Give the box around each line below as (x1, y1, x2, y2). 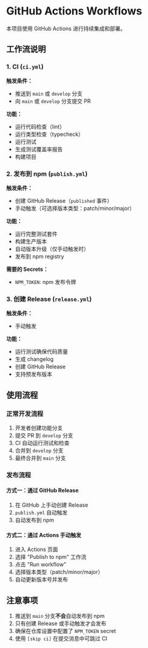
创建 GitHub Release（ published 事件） (14, 197, 113, 204)
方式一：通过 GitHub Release (6, 487, 79, 494)
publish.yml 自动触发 (14, 509, 68, 516)
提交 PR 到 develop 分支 (14, 431, 73, 439)
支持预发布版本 (14, 371, 52, 378)
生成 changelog (14, 356, 54, 363)
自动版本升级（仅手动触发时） (14, 245, 89, 252)
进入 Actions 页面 (14, 546, 58, 553)
